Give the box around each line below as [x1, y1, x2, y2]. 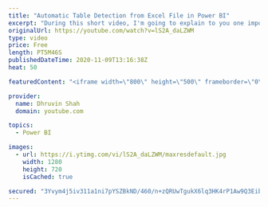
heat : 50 [8, 64, 37, 72]
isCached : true [22, 173, 73, 181]
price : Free [8, 41, 48, 49]
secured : [8, 187, 37, 195]
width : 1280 [22, 158, 62, 166]
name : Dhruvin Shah [15, 100, 81, 107]
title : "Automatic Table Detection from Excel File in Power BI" [8, 11, 230, 20]
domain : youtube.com [15, 107, 84, 115]
